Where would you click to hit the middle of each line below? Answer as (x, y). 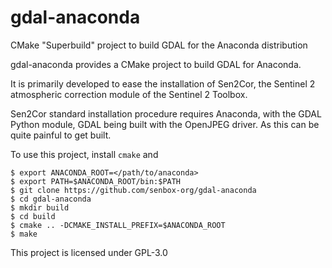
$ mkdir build (40, 207)
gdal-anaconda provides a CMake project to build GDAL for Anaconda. (156, 64)
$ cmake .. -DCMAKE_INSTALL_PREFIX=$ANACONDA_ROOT (118, 225)
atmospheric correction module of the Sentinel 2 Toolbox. (129, 94)
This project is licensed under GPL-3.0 (89, 252)
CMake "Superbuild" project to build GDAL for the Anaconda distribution (159, 45)
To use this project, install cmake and (84, 154)
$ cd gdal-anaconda (51, 199)
